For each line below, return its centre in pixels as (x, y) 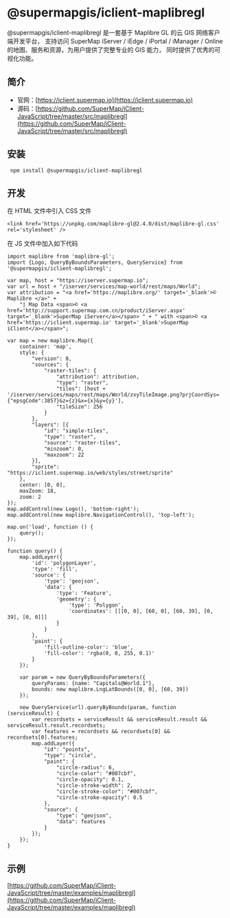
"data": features (81, 822)
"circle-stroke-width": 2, (95, 786)
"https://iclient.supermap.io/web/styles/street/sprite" (90, 473)
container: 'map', (46, 347)
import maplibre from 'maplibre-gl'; (61, 257)
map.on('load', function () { (50, 527)
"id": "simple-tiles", (76, 431)
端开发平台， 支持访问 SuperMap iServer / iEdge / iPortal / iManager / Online (115, 41)
